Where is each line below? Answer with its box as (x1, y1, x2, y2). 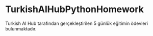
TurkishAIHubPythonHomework (5, 4, 144, 15)
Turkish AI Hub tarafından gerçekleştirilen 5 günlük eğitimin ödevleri (5, 20, 148, 26)
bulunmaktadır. (5, 25, 37, 31)
